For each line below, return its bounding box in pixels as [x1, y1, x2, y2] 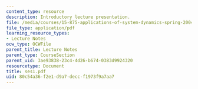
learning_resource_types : [6, 30, 70, 36]
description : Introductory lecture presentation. [6, 14, 131, 20]
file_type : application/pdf [6, 25, 75, 31]
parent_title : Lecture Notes [6, 47, 78, 53]
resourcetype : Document [6, 63, 65, 69]
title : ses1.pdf [6, 69, 46, 74]
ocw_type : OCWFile [6, 42, 51, 47]
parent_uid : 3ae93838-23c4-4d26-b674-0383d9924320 [6, 57, 133, 63]
